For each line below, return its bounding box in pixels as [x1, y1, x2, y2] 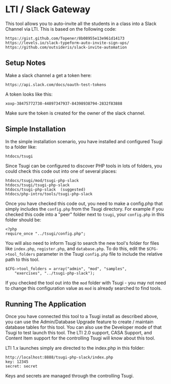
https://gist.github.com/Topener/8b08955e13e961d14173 [5, 36, 125, 41]
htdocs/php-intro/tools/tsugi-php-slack [5, 191, 93, 196]
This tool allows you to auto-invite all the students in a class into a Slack [5, 20, 157, 27]
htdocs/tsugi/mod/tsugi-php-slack [5, 178, 79, 183]
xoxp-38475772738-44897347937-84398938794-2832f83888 [5, 101, 123, 106]
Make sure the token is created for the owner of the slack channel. [5, 110, 145, 116]
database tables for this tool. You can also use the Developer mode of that [5, 324, 162, 330]
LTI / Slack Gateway [5, 4, 91, 15]
